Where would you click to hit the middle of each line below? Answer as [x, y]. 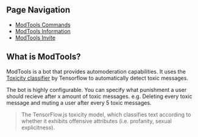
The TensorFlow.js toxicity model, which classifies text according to [106, 114]
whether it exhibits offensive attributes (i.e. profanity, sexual [96, 121]
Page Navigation [38, 10]
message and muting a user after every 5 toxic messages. [79, 102]
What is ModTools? [44, 57]
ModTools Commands [43, 24]
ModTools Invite [35, 37]
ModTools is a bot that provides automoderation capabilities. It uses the [96, 71]
